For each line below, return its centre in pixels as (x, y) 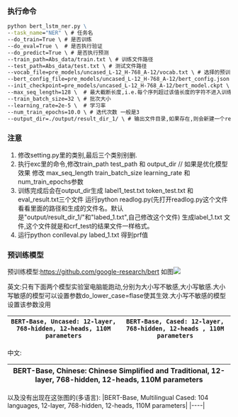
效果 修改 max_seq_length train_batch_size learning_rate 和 (104, 172)
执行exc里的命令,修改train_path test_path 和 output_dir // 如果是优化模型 (123, 164)
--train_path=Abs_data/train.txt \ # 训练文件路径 (80, 59)
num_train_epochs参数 (50, 182)
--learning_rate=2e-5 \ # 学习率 (57, 105)
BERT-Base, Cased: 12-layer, (175, 322)
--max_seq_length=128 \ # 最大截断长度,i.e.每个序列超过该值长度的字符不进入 (114, 93)
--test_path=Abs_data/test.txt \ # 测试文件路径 (77, 66)
